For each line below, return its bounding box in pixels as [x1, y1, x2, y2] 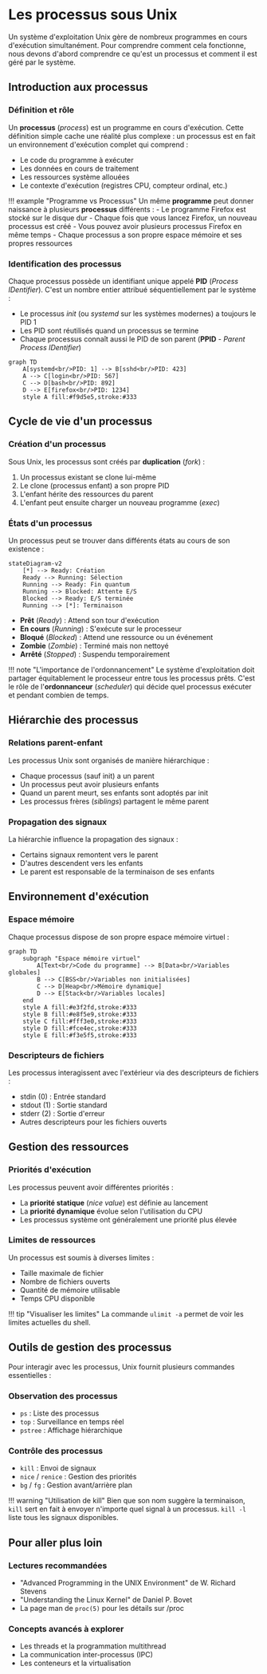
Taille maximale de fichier [19, 1268, 104, 1277]
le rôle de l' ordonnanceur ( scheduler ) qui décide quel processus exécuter [8, 681, 253, 691]
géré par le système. [8, 57, 76, 67]
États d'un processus [8, 517, 93, 528]
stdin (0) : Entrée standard [19, 1092, 106, 1101]
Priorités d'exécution [8, 1164, 92, 1175]
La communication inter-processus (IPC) [19, 1650, 154, 1660]
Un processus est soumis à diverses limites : [8, 1253, 155, 1262]
